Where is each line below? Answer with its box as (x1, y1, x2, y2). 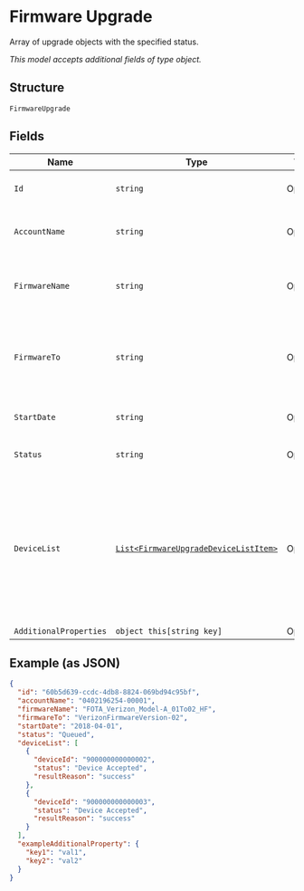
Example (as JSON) (9, 655, 120, 671)
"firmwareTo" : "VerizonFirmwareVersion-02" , (17, 713, 188, 722)
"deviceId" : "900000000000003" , (33, 797, 156, 807)
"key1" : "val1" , (25, 848, 88, 857)
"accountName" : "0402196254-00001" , (17, 696, 156, 705)
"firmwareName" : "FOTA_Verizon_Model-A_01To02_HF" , (17, 704, 217, 714)
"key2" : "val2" (25, 856, 83, 866)
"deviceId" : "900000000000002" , (33, 755, 156, 764)
